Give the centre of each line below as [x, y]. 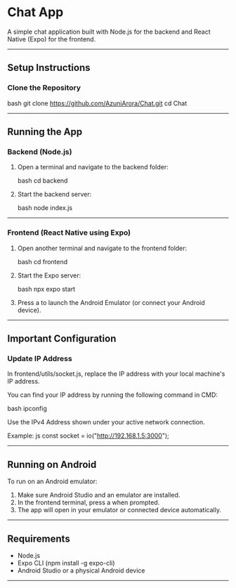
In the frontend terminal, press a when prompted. [88, 502]
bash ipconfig [27, 409]
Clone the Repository [44, 88]
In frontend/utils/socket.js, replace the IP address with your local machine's [116, 374]
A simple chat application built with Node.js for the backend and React [109, 32]
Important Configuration [62, 339]
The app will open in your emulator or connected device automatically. [119, 510]
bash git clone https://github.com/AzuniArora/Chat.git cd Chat [97, 103]
